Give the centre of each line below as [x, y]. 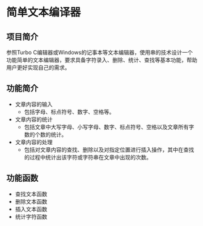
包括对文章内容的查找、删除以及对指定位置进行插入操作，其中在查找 [109, 150]
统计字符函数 [31, 216]
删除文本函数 [31, 201]
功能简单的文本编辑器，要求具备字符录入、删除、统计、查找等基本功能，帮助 [102, 60]
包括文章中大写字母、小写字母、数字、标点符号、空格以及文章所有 [106, 127]
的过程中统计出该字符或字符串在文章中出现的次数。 [88, 157]
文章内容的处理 [34, 142]
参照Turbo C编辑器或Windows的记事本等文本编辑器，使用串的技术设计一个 [99, 52]
